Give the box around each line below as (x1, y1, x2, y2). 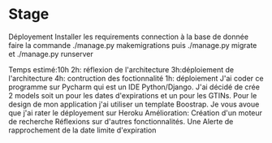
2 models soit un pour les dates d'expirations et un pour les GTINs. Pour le (8, 90, 257, 100)
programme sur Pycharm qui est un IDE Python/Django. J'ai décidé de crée (8, 82, 260, 92)
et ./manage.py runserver (8, 49, 93, 58)
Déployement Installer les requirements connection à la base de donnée (8, 32, 249, 41)
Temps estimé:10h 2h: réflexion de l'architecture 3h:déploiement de (8, 64, 235, 74)
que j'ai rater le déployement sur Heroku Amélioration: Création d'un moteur (8, 107, 262, 118)
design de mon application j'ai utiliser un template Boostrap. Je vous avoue (8, 99, 260, 109)
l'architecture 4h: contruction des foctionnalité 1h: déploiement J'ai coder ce (8, 73, 264, 83)
